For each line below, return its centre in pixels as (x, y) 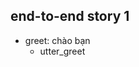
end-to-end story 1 (70, 16)
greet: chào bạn (57, 40)
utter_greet (62, 51)
